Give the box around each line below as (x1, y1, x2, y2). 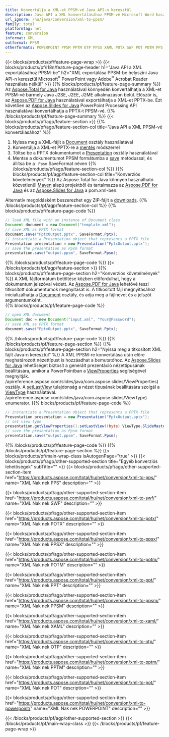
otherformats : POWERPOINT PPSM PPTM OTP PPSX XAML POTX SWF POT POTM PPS (5, 45, 163, 50)
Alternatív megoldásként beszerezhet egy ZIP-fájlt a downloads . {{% (5, 197, 147, 203)
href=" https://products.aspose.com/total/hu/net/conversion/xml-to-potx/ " (5, 515, 158, 521)
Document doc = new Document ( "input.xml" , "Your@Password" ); (5, 317, 136, 322)
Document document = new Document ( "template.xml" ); (5, 223, 116, 228)
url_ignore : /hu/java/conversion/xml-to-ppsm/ (5, 17, 105, 22)
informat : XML (5, 36, 35, 41)
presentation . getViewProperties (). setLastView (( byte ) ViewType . (5, 424, 143, 429)
